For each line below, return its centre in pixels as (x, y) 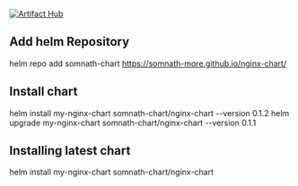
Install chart (44, 92)
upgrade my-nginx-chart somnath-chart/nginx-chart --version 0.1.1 (133, 123)
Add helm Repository (70, 42)
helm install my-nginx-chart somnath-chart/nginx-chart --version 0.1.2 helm (149, 113)
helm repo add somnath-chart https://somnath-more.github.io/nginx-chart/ (148, 63)
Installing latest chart (70, 151)
